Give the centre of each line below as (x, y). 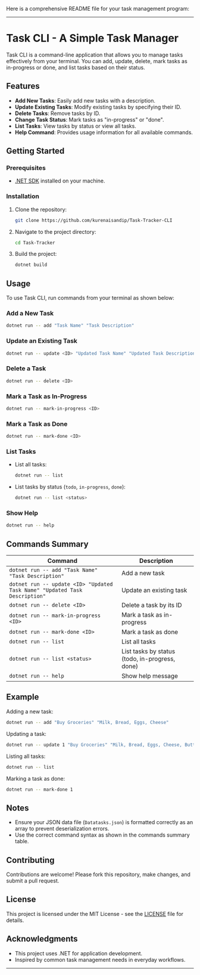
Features (23, 86)
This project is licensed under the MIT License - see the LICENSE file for (95, 914)
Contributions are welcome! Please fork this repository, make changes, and (98, 874)
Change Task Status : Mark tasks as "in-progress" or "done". (89, 119)
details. (15, 920)
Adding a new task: (30, 711)
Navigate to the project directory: (55, 231)
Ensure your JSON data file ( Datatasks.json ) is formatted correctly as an (104, 822)
